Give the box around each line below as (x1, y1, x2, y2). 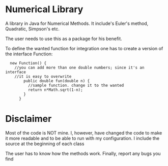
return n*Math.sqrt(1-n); (27, 87, 83, 92)
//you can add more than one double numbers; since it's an (14, 65, 145, 70)
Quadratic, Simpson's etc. (5, 25, 60, 31)
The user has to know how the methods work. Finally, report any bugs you (5, 150, 161, 156)
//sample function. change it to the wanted (27, 83, 124, 88)
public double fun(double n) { (23, 78, 90, 83)
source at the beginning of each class (5, 141, 85, 147)
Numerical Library (5, 4, 83, 15)
